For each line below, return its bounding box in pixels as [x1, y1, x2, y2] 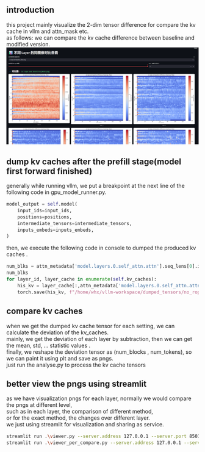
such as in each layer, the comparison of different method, [6, 408, 154, 415]
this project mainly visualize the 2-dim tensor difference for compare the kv [6, 21, 196, 28]
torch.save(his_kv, [17, 289, 67, 295]
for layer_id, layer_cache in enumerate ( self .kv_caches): [6, 276, 157, 282]
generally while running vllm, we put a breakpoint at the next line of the [6, 182, 185, 190]
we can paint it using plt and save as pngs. [6, 354, 114, 362]
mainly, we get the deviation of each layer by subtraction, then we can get [6, 335, 192, 342]
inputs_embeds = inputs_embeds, [17, 227, 95, 233]
